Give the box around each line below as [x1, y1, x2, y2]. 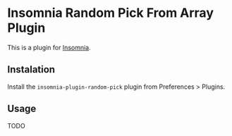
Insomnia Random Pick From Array [7, 5, 214, 21]
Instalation [7, 63, 55, 75]
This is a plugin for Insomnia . [7, 43, 92, 51]
